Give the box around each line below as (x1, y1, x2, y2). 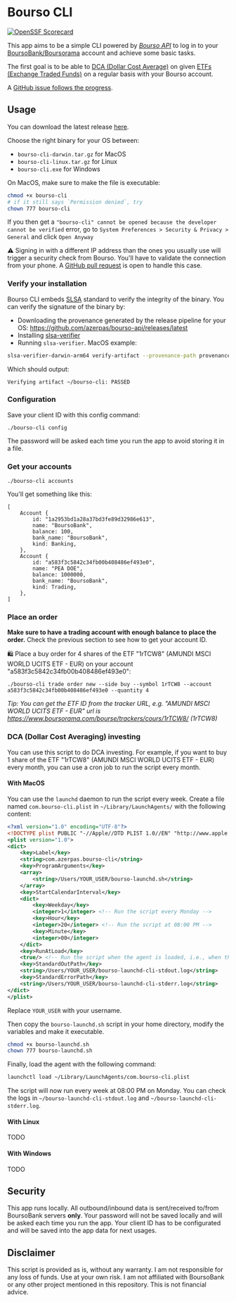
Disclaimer (7, 1246, 55, 1258)
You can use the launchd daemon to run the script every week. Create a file (7, 795, 225, 803)
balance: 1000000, (32, 571, 86, 579)
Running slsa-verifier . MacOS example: (17, 339, 137, 347)
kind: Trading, (32, 583, 77, 591)
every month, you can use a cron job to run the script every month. (7, 763, 202, 771)
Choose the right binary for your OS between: (7, 136, 140, 144)
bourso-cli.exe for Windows (17, 165, 100, 173)
